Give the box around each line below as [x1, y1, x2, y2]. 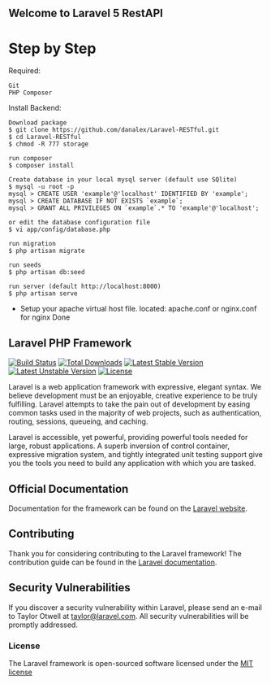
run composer [8, 155, 53, 163]
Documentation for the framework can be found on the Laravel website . [8, 503, 247, 513]
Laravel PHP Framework [8, 336, 132, 350]
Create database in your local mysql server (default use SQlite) [8, 176, 238, 184]
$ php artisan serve [8, 290, 79, 298]
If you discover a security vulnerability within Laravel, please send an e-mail [8, 602, 262, 612]
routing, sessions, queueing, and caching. [8, 416, 148, 426]
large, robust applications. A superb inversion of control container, [8, 441, 230, 451]
